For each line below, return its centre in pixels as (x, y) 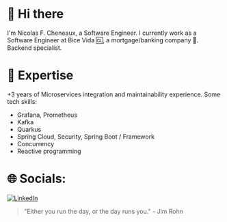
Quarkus (29, 129)
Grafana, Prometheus (47, 115)
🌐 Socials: (37, 179)
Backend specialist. (35, 48)
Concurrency (36, 143)
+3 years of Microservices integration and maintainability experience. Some (114, 94)
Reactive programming (49, 151)
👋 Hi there (35, 14)
